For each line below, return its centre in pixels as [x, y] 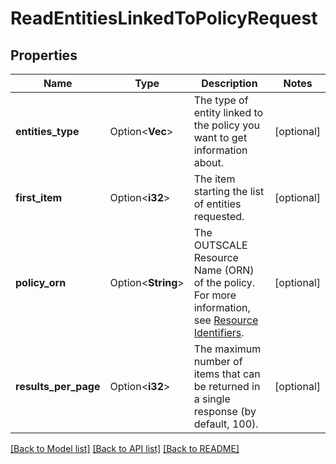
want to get [220, 137]
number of [218, 361]
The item [214, 179]
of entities [217, 204]
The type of [221, 100]
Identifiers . [219, 332]
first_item [39, 197]
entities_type [47, 131]
